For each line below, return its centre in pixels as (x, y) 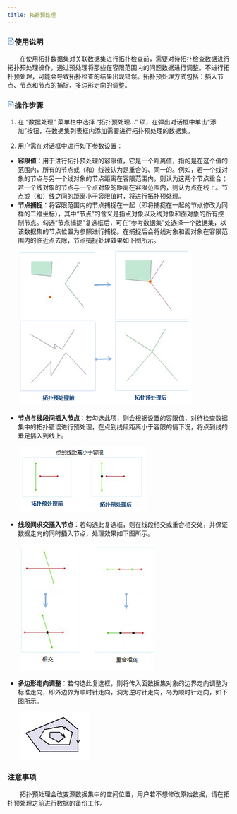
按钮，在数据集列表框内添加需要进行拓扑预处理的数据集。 (110, 131)
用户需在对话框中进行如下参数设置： (70, 146)
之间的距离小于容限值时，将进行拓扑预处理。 (120, 196)
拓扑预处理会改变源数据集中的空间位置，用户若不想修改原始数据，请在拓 (124, 794)
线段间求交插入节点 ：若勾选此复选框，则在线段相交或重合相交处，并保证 (122, 525)
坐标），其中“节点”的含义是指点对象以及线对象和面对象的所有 (130, 214)
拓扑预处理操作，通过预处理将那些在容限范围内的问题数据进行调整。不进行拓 (119, 67)
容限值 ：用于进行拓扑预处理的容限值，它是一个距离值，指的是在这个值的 (122, 161)
